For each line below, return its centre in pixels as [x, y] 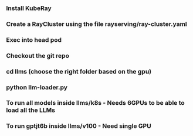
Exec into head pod [34, 39]
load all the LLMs [31, 110]
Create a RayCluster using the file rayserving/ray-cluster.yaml [97, 24]
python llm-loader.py [37, 87]
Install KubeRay [29, 8]
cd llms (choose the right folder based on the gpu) [79, 71]
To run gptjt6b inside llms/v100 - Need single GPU [79, 126]
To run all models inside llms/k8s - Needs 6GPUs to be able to [95, 103]
